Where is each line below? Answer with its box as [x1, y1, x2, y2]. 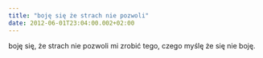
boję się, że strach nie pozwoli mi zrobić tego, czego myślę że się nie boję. [8, 41, 256, 50]
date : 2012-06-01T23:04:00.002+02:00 [8, 19, 135, 27]
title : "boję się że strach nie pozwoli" [8, 11, 150, 20]
